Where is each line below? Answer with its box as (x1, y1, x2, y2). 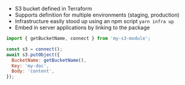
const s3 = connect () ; (6, 46, 63, 52)
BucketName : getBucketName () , (11, 57, 87, 63)
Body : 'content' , (11, 68, 55, 74)
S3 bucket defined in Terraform (14, 5, 92, 12)
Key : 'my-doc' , (11, 62, 50, 69)
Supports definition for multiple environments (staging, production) (14, 11, 180, 18)
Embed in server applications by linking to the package (14, 24, 150, 31)
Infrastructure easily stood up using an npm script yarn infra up (14, 18, 174, 24)
